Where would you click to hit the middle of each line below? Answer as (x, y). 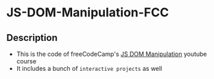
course (26, 61)
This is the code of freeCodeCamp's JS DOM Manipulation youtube (111, 54)
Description (32, 38)
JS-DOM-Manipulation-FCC (88, 13)
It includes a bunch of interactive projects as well (89, 68)
